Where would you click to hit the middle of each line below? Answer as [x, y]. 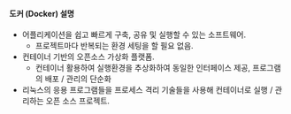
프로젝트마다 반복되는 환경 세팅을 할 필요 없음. [114, 46]
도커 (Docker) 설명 [42, 13]
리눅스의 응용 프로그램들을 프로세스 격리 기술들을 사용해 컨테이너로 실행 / [147, 90]
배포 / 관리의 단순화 [78, 79]
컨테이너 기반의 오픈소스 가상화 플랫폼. [88, 57]
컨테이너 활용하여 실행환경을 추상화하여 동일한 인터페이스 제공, [142, 68]
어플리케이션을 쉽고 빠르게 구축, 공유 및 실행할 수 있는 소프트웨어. [134, 34]
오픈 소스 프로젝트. [78, 101]
